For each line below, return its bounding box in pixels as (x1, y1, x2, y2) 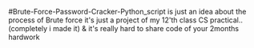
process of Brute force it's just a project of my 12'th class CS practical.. (8, 15, 243, 25)
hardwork (8, 32, 40, 42)
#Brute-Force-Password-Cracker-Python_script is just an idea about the (8, 7, 247, 16)
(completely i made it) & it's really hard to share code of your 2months (8, 24, 239, 33)
